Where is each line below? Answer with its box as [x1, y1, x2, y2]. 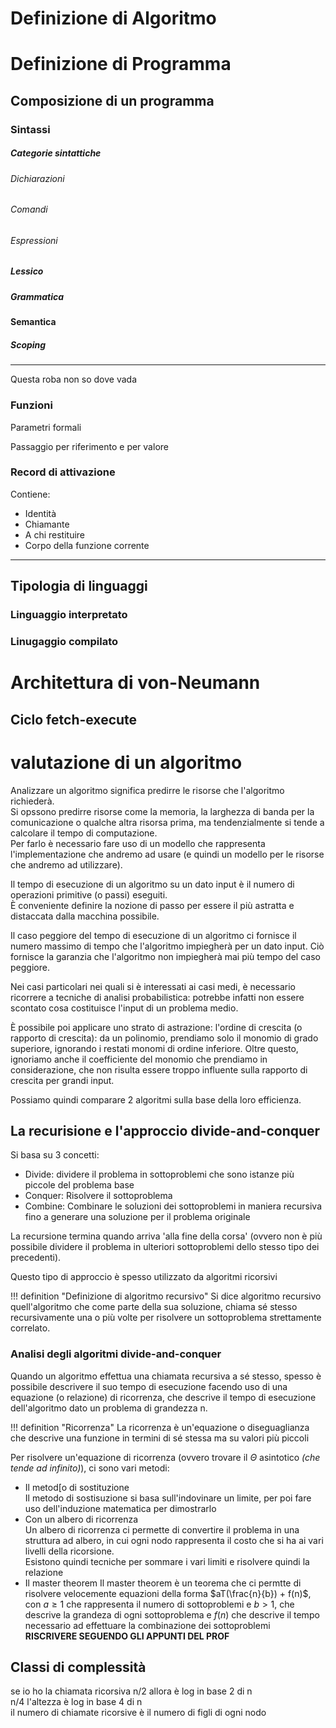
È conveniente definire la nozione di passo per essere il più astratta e [10, 899, 295, 911]
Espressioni [10, 234, 58, 246]
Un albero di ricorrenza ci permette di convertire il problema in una [24, 1523, 300, 1536]
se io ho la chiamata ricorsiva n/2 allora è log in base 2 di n [10, 1685, 253, 1697]
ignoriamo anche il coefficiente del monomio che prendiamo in [10, 1053, 268, 1065]
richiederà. [10, 795, 55, 807]
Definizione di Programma [10, 53, 232, 76]
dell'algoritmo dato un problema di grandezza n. [10, 1402, 208, 1414]
